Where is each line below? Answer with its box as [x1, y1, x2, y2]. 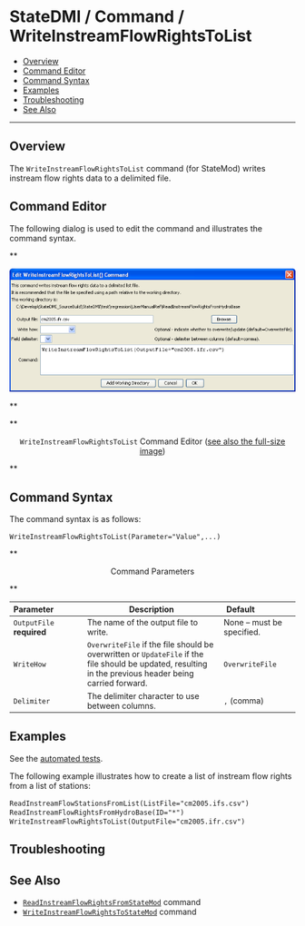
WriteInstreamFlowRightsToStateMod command [22, 906, 197, 918]
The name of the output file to [86, 617, 198, 627]
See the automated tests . [9, 753, 103, 763]
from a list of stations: [9, 780, 91, 791]
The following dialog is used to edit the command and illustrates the [9, 222, 263, 233]
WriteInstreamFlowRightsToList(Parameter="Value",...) [9, 533, 221, 542]
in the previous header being [86, 668, 194, 679]
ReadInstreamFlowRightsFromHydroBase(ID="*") [9, 808, 184, 817]
